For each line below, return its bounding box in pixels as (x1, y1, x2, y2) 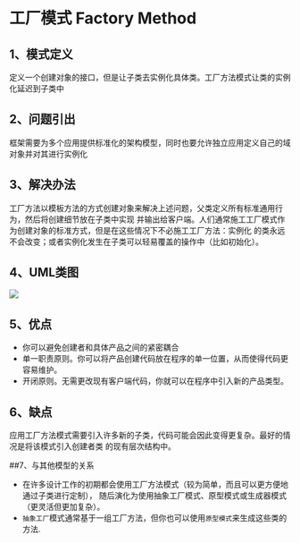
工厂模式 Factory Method (9, 8, 197, 29)
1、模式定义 (9, 47, 74, 62)
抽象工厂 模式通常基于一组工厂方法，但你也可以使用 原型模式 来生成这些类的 (21, 513, 287, 523)
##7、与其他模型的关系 (9, 460, 95, 471)
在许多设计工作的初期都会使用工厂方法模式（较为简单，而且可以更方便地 (21, 479, 288, 490)
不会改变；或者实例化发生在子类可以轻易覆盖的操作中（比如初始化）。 (9, 236, 263, 247)
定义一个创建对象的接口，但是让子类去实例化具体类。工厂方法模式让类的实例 (9, 72, 291, 82)
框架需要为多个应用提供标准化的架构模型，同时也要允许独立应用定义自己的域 (9, 137, 291, 148)
